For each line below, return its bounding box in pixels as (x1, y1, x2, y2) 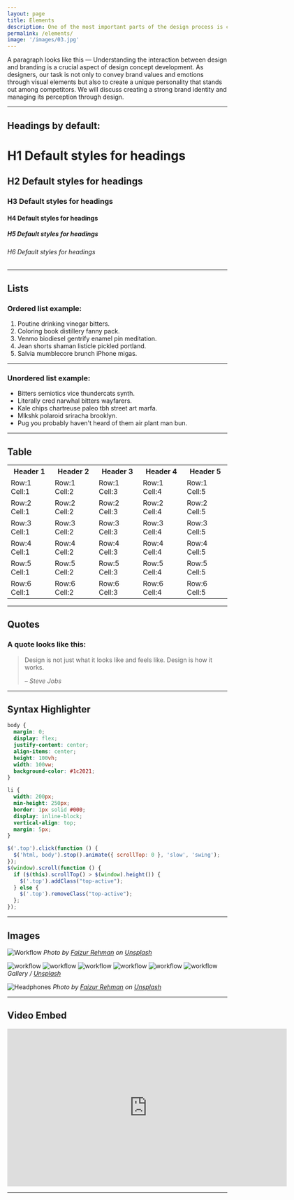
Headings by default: (7, 120, 101, 132)
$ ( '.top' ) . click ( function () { (7, 845, 98, 852)
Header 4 (145, 467, 177, 476)
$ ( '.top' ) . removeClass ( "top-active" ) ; (20, 890, 133, 897)
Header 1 (13, 467, 45, 476)
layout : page (7, 10, 45, 18)
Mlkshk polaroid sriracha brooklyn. (17, 411, 117, 420)
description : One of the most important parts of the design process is (7, 23, 223, 30)
